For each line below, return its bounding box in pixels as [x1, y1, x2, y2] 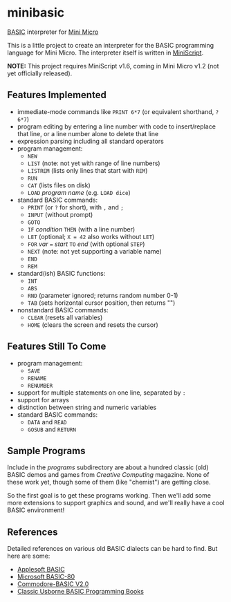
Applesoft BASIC [17, 565, 65, 574]
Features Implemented [7, 89, 107, 101]
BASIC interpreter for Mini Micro [7, 28, 99, 36]
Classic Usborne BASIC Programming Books [17, 587, 144, 596]
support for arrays [17, 395, 69, 404]
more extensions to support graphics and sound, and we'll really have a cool [7, 499, 225, 507]
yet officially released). [7, 69, 73, 77]
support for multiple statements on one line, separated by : [17, 388, 186, 397]
